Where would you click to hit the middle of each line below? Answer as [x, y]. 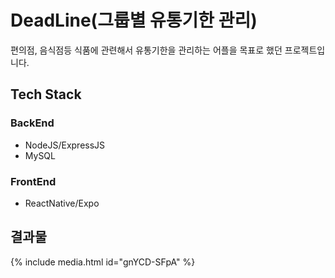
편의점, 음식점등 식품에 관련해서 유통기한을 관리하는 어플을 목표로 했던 [146, 50]
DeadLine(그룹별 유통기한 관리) [134, 20]
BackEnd [32, 123]
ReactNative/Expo [62, 203]
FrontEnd [33, 181]
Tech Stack [46, 94]
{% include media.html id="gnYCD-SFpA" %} [103, 262]
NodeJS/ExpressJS [65, 145]
